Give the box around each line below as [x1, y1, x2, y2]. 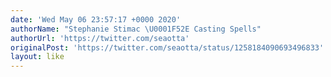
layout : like [10, 52, 65, 62]
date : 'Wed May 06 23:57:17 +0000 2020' [10, 14, 182, 25]
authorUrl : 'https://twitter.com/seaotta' [10, 33, 190, 43]
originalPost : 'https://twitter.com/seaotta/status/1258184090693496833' [10, 42, 325, 53]
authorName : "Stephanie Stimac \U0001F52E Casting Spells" [10, 24, 262, 34]
